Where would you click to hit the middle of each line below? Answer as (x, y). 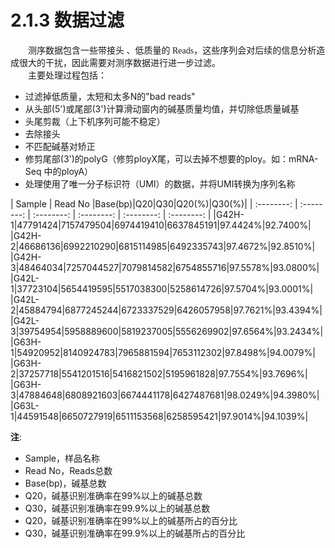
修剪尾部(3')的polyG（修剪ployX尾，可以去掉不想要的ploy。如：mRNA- (171, 158)
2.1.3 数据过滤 (67, 20)
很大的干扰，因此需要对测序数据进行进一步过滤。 (119, 62)
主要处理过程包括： (67, 75)
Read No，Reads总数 (68, 470)
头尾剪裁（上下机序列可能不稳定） (95, 121)
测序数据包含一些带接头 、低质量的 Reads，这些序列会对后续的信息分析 (172, 50)
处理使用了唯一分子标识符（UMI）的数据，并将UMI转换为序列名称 (160, 183)
